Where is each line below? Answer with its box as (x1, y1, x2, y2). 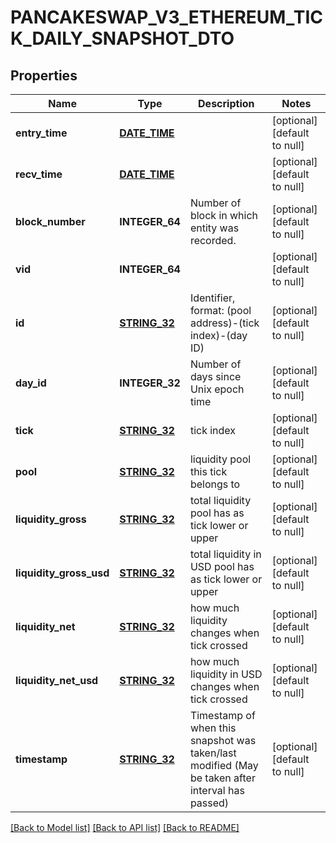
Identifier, (189, 291, 236, 305)
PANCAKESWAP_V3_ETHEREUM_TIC (10, 6, 323, 29)
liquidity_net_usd (15, 674, 99, 687)
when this (189, 721, 237, 735)
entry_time (15, 126, 68, 140)
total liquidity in (189, 547, 262, 561)
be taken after (189, 771, 256, 785)
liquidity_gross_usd (15, 566, 110, 580)
